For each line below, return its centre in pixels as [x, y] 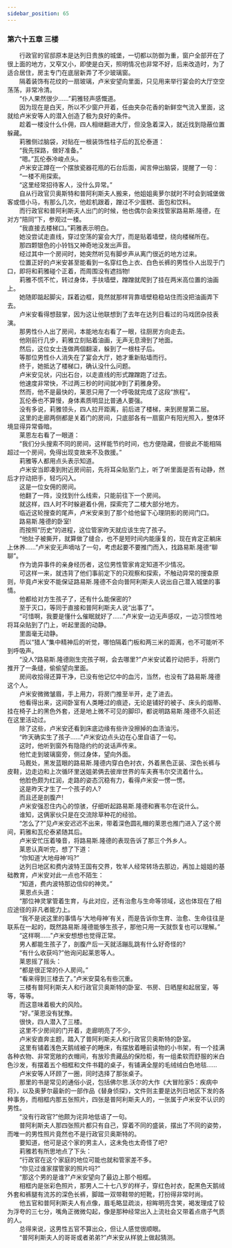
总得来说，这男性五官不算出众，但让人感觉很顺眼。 [91, 1229]
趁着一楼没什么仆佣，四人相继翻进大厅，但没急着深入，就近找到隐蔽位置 [122, 124]
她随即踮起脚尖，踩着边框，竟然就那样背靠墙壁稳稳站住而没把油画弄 [116, 297]
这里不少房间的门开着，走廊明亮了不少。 [77, 1030]
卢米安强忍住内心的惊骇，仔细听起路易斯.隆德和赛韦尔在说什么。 [111, 806]
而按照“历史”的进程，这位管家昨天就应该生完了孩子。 [95, 529]
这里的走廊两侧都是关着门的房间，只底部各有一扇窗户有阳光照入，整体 [119, 418]
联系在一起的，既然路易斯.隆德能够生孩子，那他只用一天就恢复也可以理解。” [114, 926]
